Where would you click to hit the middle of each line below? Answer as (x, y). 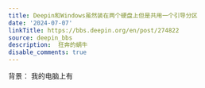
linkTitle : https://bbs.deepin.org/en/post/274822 (94, 30)
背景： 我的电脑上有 (41, 76)
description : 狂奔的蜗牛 (48, 45)
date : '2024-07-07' (41, 23)
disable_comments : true (48, 52)
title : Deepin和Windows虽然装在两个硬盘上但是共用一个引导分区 (103, 15)
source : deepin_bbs (41, 38)
